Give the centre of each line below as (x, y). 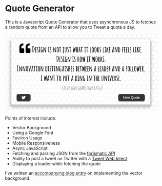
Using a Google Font (33, 133)
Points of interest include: (31, 118)
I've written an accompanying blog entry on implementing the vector (74, 173)
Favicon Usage (27, 138)
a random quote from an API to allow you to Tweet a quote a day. (70, 27)
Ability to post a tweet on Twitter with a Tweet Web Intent (70, 158)
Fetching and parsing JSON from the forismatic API (64, 153)
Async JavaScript (30, 148)
